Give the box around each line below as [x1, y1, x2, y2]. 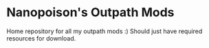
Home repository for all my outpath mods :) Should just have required [6, 27, 203, 35]
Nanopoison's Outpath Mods [6, 5, 175, 20]
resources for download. [6, 34, 76, 42]
